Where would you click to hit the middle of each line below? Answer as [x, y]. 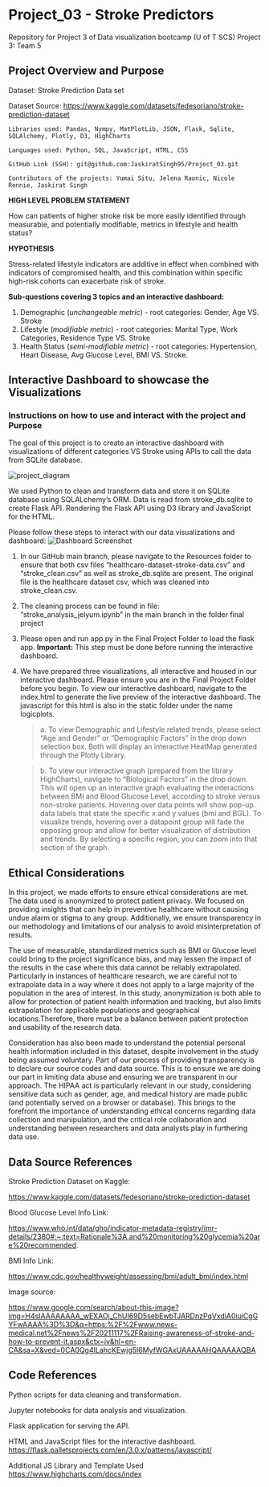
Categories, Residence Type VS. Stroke [85, 337]
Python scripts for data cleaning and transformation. [95, 1395]
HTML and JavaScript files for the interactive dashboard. [102, 1441]
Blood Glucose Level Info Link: [59, 1213]
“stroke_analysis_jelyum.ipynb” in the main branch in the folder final [132, 615]
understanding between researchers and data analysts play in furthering [128, 1128]
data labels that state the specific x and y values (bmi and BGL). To [151, 814]
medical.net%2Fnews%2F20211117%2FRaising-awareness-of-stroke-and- [132, 1333]
